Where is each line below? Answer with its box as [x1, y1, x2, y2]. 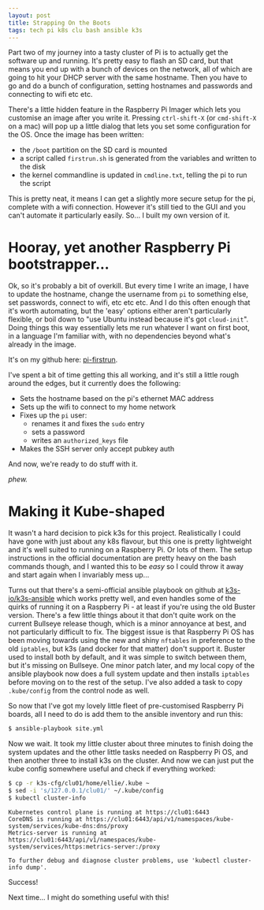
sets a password [31, 427, 85, 437]
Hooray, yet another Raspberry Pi [8, 238, 231, 256]
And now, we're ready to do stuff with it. [8, 459, 138, 469]
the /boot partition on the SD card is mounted [19, 145, 168, 154]
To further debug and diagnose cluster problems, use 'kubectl [8, 856, 221, 864]
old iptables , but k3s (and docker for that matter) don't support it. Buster [8, 644, 246, 654]
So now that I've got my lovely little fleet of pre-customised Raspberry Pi [8, 701, 244, 711]
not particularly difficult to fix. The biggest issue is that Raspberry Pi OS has [8, 627, 255, 637]
